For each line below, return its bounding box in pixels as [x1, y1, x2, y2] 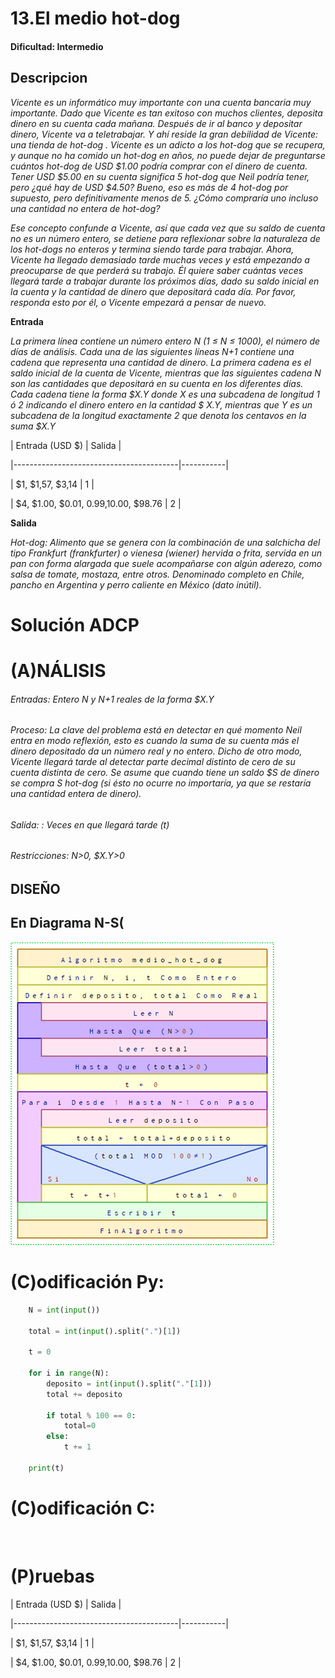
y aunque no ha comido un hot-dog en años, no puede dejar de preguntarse [10, 149, 326, 161]
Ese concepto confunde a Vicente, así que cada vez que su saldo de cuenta [10, 222, 326, 234]
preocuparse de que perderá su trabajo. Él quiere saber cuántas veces [10, 264, 304, 276]
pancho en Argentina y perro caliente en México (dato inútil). [10, 578, 262, 591]
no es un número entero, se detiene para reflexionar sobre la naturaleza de [10, 232, 321, 244]
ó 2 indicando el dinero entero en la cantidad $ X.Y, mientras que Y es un [10, 398, 313, 411]
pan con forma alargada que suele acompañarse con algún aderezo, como [10, 557, 323, 569]
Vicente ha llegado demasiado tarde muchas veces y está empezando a [10, 253, 310, 266]
